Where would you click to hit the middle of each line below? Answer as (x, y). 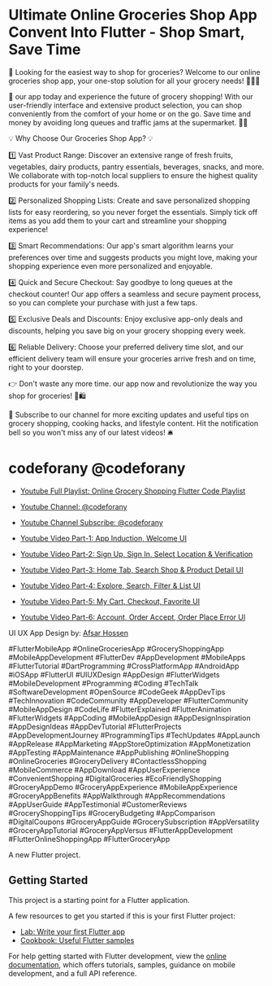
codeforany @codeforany (97, 469)
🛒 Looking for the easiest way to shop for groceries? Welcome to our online (135, 72)
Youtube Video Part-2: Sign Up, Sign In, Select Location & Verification (136, 554)
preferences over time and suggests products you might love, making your (133, 257)
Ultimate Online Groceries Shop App (133, 15)
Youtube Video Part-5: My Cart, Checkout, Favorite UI (110, 601)
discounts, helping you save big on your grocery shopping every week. (127, 331)
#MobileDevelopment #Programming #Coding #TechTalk (104, 683)
